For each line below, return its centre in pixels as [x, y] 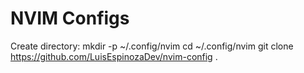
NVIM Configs [70, 18]
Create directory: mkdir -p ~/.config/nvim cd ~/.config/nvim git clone [152, 46]
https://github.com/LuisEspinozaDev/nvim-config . [114, 56]
